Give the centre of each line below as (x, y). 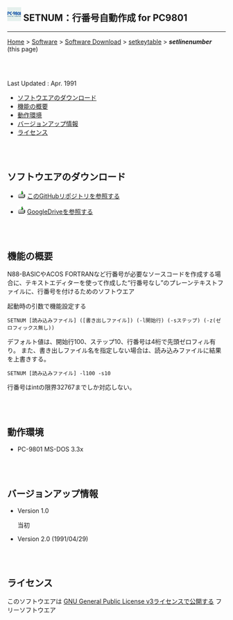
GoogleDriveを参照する (60, 212)
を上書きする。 (28, 359)
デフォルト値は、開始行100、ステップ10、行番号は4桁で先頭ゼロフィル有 (112, 342)
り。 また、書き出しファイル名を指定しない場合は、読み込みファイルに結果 (114, 350)
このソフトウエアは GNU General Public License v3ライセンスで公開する (111, 601)
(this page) (23, 49)
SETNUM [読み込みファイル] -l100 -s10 (59, 374)
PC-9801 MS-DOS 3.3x (50, 449)
